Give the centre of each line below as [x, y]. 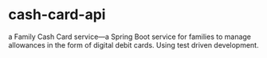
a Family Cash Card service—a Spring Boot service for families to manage [130, 37]
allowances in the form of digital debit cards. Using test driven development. [133, 44]
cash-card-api [57, 15]
